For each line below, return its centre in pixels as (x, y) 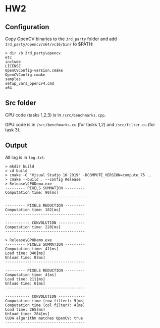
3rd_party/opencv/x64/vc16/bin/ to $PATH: (49, 44)
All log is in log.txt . (25, 157)
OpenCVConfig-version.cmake (34, 70)
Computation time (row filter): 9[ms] (45, 301)
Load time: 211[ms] (25, 279)
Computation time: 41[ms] (32, 249)
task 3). (13, 130)
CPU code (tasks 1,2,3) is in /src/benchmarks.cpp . (55, 115)
